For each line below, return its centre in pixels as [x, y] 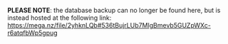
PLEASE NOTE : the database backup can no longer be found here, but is [114, 10]
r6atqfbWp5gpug [33, 33]
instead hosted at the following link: [59, 18]
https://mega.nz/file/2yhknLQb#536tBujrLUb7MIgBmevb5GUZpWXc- [109, 25]
